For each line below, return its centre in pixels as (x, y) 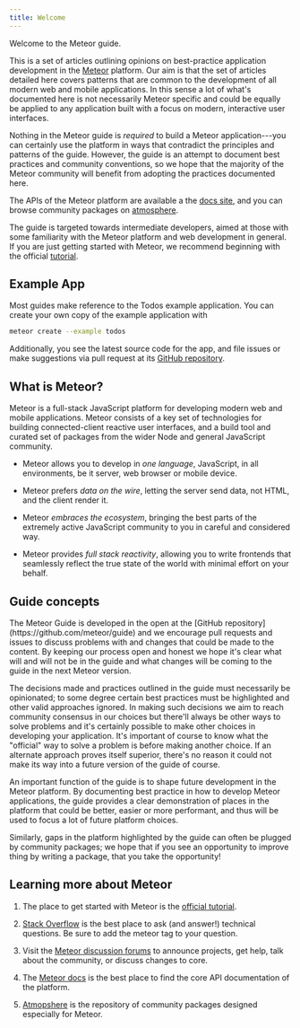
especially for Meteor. (62, 1014)
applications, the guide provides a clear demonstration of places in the (140, 801)
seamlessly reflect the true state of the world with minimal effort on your (155, 564)
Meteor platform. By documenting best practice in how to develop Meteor (145, 791)
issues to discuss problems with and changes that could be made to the (142, 642)
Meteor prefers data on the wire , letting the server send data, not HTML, (156, 491)
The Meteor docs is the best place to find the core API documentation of (156, 977)
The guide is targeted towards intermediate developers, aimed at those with (149, 227)
